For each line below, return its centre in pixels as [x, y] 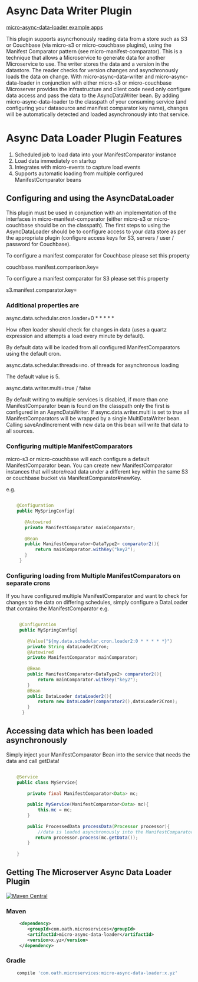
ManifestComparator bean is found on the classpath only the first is [88, 405]
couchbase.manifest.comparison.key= [52, 267]
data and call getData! [33, 761]
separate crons [28, 583]
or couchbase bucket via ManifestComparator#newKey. [74, 478]
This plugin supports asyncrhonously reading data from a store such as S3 [97, 38]
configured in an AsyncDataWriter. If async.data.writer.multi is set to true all [98, 412]
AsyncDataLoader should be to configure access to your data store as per [96, 231]
